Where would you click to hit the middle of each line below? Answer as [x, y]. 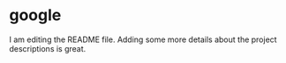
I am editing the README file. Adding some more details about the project [143, 39]
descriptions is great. [48, 48]
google [35, 15]
